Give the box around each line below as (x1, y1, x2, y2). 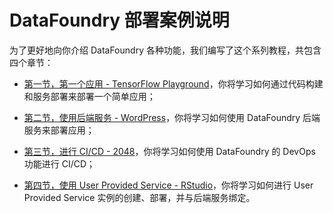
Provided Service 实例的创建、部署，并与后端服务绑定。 (23, 191, 256, 203)
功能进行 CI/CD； (23, 157, 96, 170)
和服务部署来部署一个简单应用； (23, 90, 156, 102)
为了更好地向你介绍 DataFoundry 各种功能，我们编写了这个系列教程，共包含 (9, 44, 322, 56)
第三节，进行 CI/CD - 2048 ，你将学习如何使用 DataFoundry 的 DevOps (23, 145, 316, 157)
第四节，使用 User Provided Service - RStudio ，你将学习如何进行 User (23, 179, 314, 191)
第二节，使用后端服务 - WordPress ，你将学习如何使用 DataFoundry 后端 (23, 111, 321, 123)
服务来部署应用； (23, 124, 95, 136)
